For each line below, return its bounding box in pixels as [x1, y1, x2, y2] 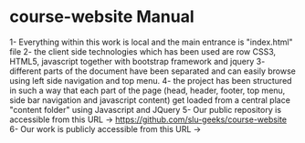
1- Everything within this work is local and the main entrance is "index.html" [9, 36, 294, 47]
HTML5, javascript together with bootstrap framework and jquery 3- [9, 56, 266, 66]
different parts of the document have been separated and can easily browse [9, 66, 297, 77]
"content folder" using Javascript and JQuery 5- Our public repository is [9, 104, 281, 115]
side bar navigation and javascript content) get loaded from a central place [9, 94, 290, 106]
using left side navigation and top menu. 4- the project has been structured [9, 75, 292, 86]
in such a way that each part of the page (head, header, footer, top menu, [9, 85, 286, 96]
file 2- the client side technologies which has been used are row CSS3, [9, 46, 277, 56]
